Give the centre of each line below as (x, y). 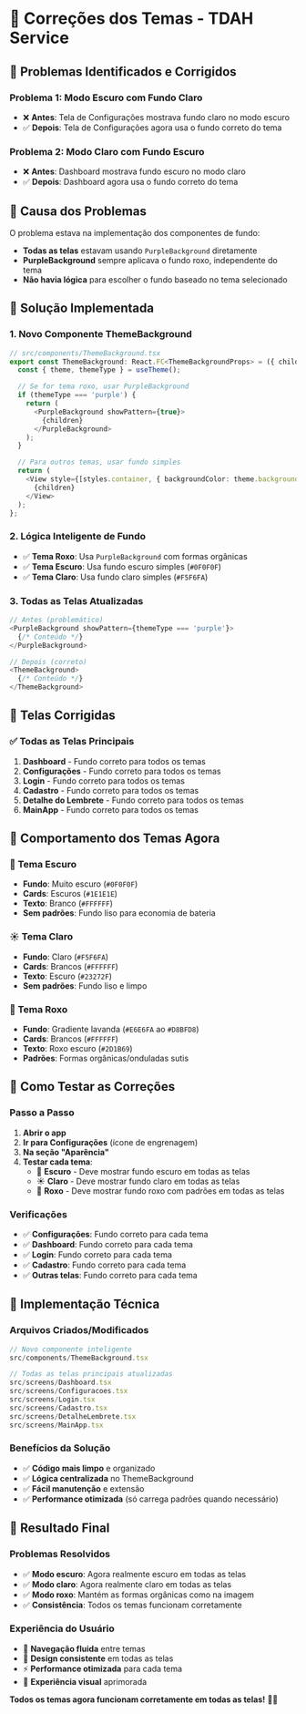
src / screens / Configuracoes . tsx (69, 1391)
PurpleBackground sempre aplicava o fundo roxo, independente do (150, 260)
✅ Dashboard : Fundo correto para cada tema (108, 1244)
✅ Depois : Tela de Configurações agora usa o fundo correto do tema (152, 128)
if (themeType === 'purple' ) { (77, 395)
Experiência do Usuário (62, 1628)
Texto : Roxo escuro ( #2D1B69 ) (78, 1048)
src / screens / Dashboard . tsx (61, 1383)
